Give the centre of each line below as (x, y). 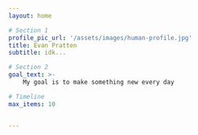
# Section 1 (28, 30)
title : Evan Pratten (43, 45)
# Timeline (27, 96)
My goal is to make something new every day (99, 82)
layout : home (30, 16)
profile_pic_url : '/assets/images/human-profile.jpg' (101, 38)
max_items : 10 (32, 104)
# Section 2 (28, 67)
